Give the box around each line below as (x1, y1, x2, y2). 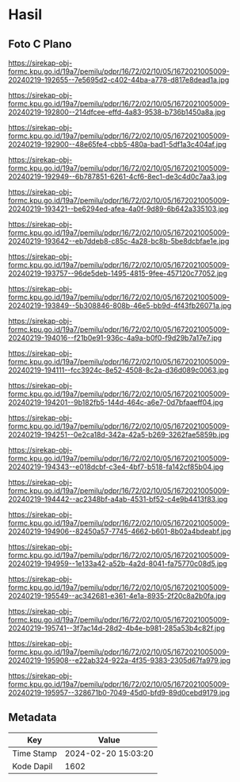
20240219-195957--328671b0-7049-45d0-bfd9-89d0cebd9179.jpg (8, 688, 230, 697)
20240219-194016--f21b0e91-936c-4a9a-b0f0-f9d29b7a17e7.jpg (8, 333, 223, 342)
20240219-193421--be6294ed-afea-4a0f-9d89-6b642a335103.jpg (8, 204, 229, 214)
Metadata (8, 711, 57, 724)
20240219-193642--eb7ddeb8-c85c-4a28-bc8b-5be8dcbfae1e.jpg (8, 237, 230, 245)
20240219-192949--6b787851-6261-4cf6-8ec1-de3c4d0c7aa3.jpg (8, 172, 227, 181)
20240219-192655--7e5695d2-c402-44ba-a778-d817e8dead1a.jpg (8, 75, 230, 84)
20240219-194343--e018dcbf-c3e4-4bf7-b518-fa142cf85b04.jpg (8, 462, 224, 472)
